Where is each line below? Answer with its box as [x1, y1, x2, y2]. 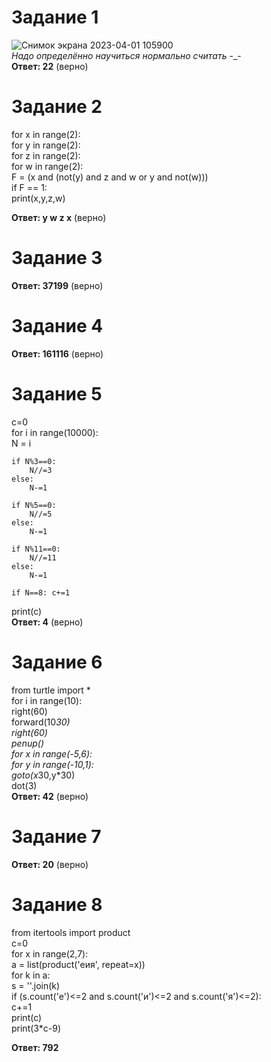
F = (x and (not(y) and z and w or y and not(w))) [11, 171, 209, 183]
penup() [11, 737, 44, 749]
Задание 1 [11, 6, 99, 29]
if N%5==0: [11, 500, 57, 510]
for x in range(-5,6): [11, 747, 93, 760]
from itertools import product [11, 926, 131, 938]
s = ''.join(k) [11, 979, 61, 991]
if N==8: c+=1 [11, 587, 71, 598]
